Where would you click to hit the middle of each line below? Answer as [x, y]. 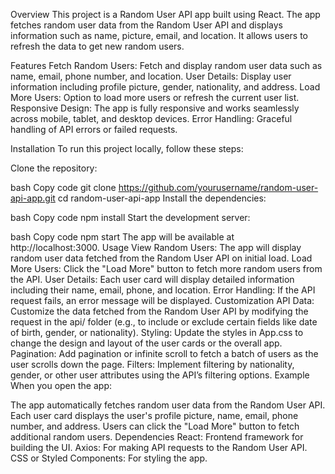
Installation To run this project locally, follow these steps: [127, 148]
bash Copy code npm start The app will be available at [122, 237]
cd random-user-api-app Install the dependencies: [162, 198]
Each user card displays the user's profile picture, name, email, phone [154, 415]
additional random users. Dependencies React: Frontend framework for [157, 437]
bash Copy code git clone [63, 187]
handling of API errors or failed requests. [94, 129]
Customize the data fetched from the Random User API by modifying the [159, 311]
